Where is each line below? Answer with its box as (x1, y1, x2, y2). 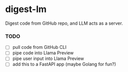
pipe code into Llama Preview (12, 50, 74, 56)
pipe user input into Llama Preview (12, 55, 84, 61)
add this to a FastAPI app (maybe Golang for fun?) (12, 61, 116, 67)
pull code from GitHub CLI (12, 44, 67, 50)
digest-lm (5, 4, 47, 15)
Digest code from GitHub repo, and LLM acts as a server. (5, 20, 123, 26)
